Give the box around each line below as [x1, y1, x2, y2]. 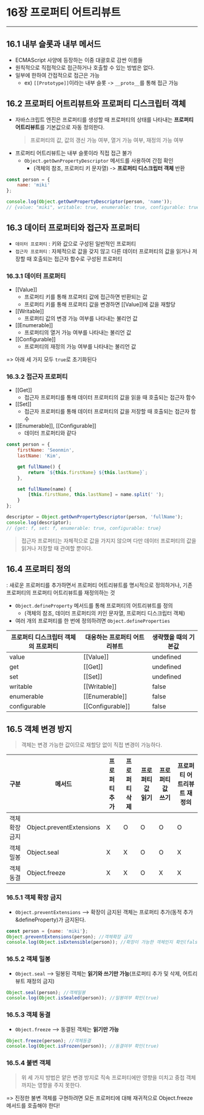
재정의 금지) [26, 977, 55, 985]
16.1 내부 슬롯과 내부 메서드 [6, 39, 101, 49]
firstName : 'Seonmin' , [17, 447, 75, 453]
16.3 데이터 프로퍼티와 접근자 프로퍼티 [6, 223, 140, 233]
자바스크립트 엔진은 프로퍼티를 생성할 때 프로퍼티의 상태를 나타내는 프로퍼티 [15, 116, 194, 123]
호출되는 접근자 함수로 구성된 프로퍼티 [33, 255, 123, 262]
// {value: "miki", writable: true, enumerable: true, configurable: [6, 205, 186, 211]
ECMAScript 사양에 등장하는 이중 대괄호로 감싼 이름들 [15, 56, 143, 64]
